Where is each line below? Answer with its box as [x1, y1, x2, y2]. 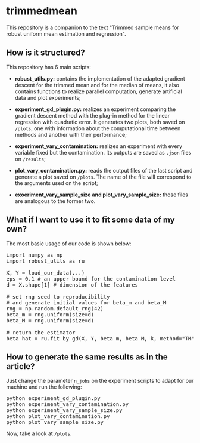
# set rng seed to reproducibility [6, 293, 110, 300]
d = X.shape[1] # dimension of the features [6, 281, 139, 288]
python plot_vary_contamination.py [6, 413, 110, 420]
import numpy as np [6, 251, 63, 258]
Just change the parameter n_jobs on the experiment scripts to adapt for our [6, 377, 194, 384]
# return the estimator [6, 329, 76, 336]
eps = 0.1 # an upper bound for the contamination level [6, 275, 176, 282]
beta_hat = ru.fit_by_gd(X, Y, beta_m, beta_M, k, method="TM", [6, 335, 198, 342]
